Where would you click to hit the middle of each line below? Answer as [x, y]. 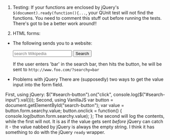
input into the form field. [38, 85]
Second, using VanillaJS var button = [75, 100]
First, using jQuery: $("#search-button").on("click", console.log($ [74, 94]
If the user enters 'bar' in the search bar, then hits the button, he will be [87, 64]
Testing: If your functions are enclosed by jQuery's [66, 7]
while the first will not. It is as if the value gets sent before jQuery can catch [84, 121]
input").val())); [20, 100]
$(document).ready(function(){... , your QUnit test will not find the [83, 13]
